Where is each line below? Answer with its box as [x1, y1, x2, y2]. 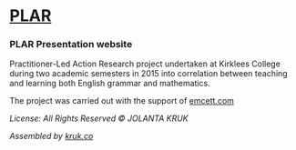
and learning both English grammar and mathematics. [9, 78, 211, 89]
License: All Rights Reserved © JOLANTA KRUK [9, 113, 189, 124]
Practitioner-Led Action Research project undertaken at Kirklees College [9, 58, 281, 69]
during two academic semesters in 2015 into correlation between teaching [9, 68, 289, 79]
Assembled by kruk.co [9, 131, 94, 142]
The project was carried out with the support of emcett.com [9, 95, 235, 106]
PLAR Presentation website [9, 38, 133, 51]
